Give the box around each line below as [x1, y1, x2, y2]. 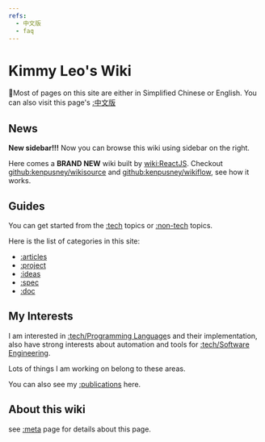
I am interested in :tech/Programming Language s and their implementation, [8, 331, 258, 340]
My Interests [8, 310, 74, 323]
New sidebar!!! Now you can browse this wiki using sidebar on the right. [8, 143, 250, 153]
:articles [19, 252, 48, 261]
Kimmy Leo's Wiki [8, 61, 132, 80]
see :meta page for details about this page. [8, 424, 152, 434]
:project [19, 260, 46, 270]
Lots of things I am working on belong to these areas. [8, 364, 186, 373]
